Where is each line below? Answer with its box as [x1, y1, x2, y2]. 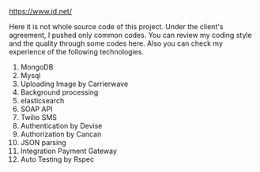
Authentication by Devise [20, 122, 103, 130]
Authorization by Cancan [20, 129, 102, 139]
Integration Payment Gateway [20, 146, 118, 155]
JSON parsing [20, 138, 66, 147]
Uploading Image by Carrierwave [20, 79, 129, 88]
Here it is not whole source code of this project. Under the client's [9, 22, 224, 31]
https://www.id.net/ [9, 7, 72, 16]
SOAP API [20, 104, 53, 114]
